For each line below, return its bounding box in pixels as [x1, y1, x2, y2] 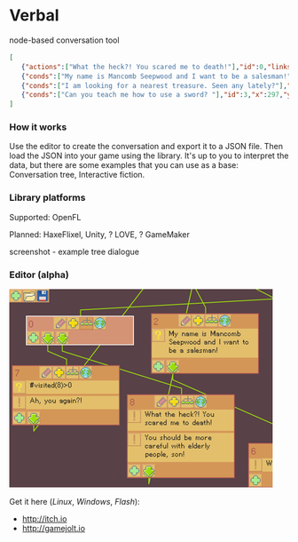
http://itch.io [21, 514, 67, 524]
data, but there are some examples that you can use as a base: [9, 160, 239, 171]
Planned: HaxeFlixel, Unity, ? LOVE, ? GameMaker [9, 228, 191, 240]
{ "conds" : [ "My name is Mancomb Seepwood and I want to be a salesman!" [20, 72, 292, 81]
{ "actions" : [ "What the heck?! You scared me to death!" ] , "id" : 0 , [20, 62, 268, 71]
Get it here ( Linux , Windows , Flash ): [9, 497, 140, 507]
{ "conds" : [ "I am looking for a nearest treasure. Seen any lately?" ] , [20, 81, 288, 90]
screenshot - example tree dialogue [9, 246, 140, 257]
